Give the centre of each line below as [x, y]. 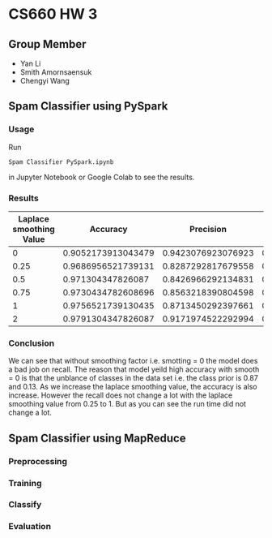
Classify [25, 505]
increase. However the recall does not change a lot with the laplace [121, 395]
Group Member [47, 44]
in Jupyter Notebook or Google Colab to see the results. [102, 177]
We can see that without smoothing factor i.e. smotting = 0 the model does [133, 361]
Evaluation [30, 527]
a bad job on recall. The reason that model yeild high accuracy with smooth [134, 369]
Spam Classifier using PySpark [88, 106]
